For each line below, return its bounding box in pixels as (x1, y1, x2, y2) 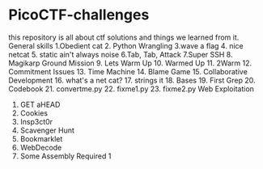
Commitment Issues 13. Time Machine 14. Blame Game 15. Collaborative (8, 66, 248, 76)
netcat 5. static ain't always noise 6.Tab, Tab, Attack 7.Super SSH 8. (8, 49, 233, 59)
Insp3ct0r (19, 116, 53, 126)
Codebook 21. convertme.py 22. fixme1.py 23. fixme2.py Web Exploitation (8, 83, 255, 94)
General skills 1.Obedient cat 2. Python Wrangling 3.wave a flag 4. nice (8, 40, 244, 50)
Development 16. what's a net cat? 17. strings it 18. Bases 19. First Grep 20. (8, 75, 256, 85)
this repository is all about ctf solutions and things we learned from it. (8, 32, 240, 42)
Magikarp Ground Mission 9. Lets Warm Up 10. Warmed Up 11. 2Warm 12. (8, 58, 252, 68)
